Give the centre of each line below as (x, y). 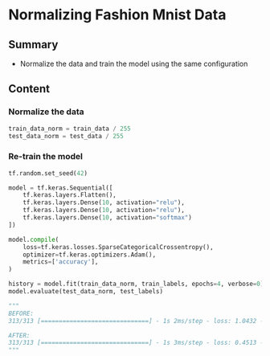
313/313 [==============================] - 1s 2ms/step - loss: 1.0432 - (136, 321)
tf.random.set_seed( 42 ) (48, 173)
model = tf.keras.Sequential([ (61, 188)
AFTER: (19, 335)
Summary (33, 45)
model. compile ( (34, 239)
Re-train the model (45, 157)
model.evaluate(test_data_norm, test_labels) (86, 292)
